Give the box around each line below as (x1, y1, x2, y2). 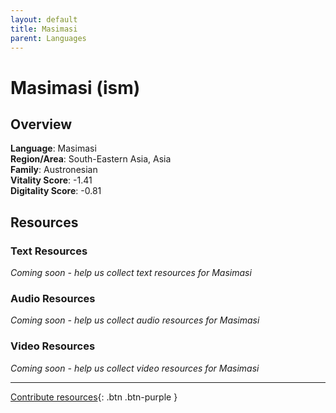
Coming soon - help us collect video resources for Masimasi (10, 362, 260, 374)
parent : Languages (10, 33, 87, 43)
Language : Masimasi (10, 142, 97, 155)
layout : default (10, 14, 78, 25)
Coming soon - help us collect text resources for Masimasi (10, 267, 252, 279)
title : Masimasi (10, 24, 78, 34)
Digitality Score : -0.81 (10, 185, 102, 197)
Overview (10, 116, 73, 133)
